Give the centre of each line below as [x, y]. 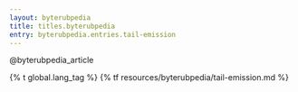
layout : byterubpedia [50, 18]
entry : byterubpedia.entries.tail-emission [93, 34]
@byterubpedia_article [52, 60]
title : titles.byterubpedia [62, 26]
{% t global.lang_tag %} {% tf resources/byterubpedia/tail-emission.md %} [149, 78]
